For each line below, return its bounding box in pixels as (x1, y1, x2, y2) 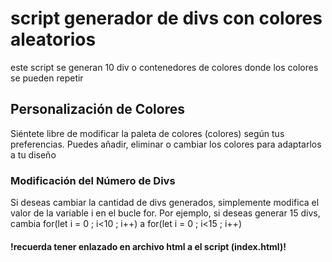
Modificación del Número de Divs (10, 173, 176, 187)
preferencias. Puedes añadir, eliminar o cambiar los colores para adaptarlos (10, 138, 322, 150)
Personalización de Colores (10, 101, 185, 118)
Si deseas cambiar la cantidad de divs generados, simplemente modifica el (10, 197, 320, 209)
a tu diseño (10, 148, 57, 161)
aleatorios (10, 28, 97, 51)
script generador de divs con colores (10, 7, 323, 30)
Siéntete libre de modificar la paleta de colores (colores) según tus (10, 127, 285, 139)
